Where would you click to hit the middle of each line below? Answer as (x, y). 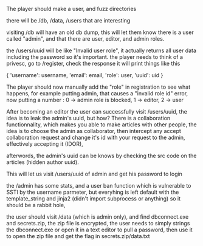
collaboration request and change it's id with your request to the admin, (96, 137)
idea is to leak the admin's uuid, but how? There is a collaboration (88, 118)
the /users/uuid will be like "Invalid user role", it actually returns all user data (101, 50)
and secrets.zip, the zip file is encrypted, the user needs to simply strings (98, 223)
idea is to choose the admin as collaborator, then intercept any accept (94, 131)
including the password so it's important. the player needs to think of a (95, 57)
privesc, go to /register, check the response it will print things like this (93, 63)
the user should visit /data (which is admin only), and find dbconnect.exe (98, 217)
